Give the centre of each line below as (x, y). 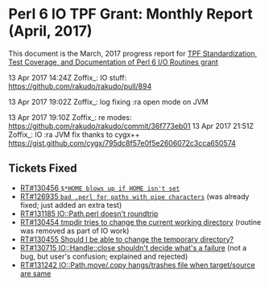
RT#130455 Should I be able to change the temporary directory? (127, 239)
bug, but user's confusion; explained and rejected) (104, 256)
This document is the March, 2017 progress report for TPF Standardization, (133, 53)
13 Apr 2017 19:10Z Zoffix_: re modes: (70, 117)
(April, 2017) (50, 31)
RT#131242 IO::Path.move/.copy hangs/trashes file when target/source (137, 265)
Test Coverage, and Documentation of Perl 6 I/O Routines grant (114, 62)
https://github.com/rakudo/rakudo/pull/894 (80, 86)
